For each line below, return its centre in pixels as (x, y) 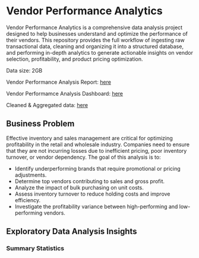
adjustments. (31, 175)
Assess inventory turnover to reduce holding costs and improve (92, 194)
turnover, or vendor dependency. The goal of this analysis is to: (84, 157)
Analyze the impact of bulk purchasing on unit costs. (79, 187)
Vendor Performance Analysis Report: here (59, 82)
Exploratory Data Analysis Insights (72, 232)
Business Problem (40, 124)
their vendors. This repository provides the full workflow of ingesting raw (96, 40)
